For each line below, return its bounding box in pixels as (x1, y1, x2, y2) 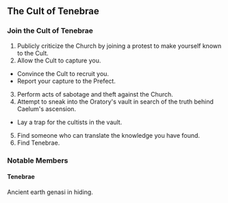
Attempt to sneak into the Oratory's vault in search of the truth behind (16, 97, 214, 106)
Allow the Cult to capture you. (16, 56, 101, 64)
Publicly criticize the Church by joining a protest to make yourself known (16, 41, 222, 50)
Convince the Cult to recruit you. (16, 69, 110, 77)
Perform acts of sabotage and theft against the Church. (16, 90, 173, 98)
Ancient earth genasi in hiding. (7, 188, 94, 196)
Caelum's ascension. (16, 104, 77, 112)
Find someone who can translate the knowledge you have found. (16, 131, 201, 139)
